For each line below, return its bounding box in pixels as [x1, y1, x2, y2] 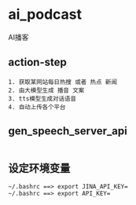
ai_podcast [8, 5, 83, 24]
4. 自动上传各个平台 [8, 103, 66, 111]
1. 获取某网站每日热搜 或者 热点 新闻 [8, 78, 118, 86]
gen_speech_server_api [8, 124, 127, 138]
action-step [8, 56, 67, 69]
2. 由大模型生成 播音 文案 [8, 86, 85, 94]
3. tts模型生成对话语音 [8, 94, 77, 103]
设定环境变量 [8, 161, 71, 174]
